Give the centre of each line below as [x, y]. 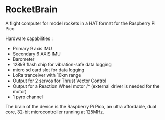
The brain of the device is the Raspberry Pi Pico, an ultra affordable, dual [81, 106]
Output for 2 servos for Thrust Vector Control [60, 81]
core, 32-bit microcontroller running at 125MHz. [55, 112]
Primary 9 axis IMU [32, 48]
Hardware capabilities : [29, 38]
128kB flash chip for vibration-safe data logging [62, 64]
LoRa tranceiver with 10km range [47, 75]
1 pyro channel [28, 97]
